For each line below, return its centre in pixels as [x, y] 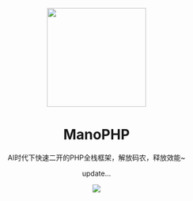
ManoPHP [96, 135]
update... [96, 173]
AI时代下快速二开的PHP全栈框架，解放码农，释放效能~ [96, 157]
